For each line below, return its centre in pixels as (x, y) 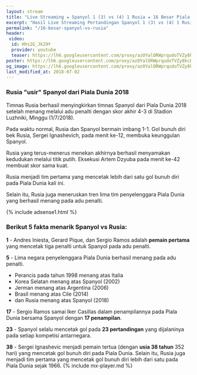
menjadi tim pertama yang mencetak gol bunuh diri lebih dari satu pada (92, 359)
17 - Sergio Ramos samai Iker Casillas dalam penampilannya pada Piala (92, 312)
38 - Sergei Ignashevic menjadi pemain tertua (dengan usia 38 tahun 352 (95, 347)
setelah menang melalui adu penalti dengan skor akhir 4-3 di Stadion (89, 111)
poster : (16, 61)
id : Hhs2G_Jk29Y (31, 45)
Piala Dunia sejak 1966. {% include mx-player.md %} (69, 366)
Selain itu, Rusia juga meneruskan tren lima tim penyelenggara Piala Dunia (95, 194)
